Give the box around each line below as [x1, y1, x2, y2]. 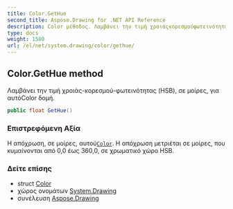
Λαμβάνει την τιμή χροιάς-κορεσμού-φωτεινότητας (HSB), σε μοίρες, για [7, 86, 220, 94]
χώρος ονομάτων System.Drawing [17, 187, 116, 195]
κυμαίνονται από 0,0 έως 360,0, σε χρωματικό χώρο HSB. [7, 146, 175, 154]
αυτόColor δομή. [7, 93, 55, 102]
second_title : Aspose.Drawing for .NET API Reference [7, 17, 166, 24]
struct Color [17, 179, 52, 188]
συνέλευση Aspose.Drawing [17, 194, 99, 203]
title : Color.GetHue [7, 10, 67, 17]
